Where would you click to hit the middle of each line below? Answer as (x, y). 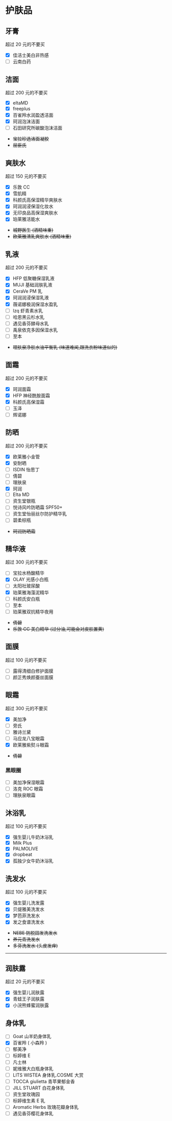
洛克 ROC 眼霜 (28, 789)
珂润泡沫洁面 (26, 121)
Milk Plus (22, 843)
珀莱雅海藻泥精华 (31, 592)
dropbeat (22, 855)
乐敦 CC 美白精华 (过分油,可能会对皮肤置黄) (58, 629)
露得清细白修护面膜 (33, 671)
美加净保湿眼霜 (28, 782)
